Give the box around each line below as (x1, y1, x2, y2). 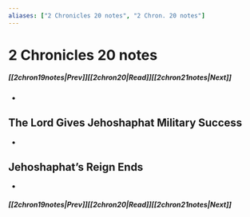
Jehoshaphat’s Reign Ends (8, 160, 144, 174)
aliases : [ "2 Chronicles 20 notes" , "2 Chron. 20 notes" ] (8, 11, 205, 20)
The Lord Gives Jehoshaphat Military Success (8, 116, 243, 130)
